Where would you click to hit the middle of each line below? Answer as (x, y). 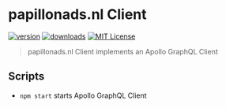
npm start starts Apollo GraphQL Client (83, 95)
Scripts (26, 76)
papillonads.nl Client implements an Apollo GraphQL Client (123, 51)
